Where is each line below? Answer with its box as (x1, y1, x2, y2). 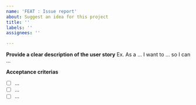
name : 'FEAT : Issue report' (6, 8, 77, 15)
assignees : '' (6, 30, 41, 36)
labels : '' (6, 24, 33, 31)
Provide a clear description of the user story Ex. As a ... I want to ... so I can (6, 51, 191, 58)
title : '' (6, 19, 30, 25)
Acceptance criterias (6, 68, 59, 75)
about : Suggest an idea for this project (6, 14, 109, 20)
